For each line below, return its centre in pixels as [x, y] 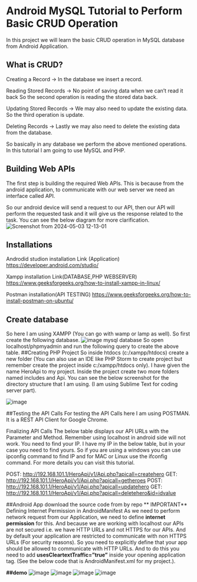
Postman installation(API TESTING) [49, 295]
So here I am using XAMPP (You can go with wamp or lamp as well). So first [98, 334]
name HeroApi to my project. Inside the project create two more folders [93, 372]
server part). [21, 391]
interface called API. [31, 196]
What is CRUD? [35, 65]
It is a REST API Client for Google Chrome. [57, 420]
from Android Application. [37, 46]
